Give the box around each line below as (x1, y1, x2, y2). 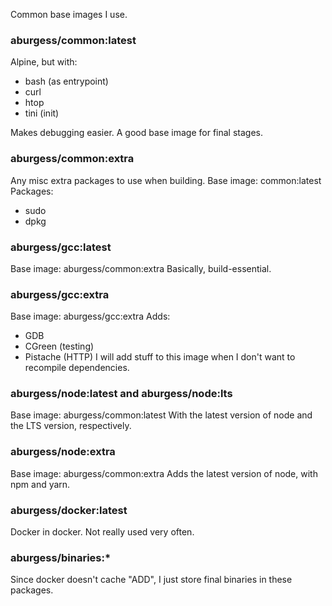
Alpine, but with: (10, 56, 78, 68)
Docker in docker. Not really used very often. (10, 526, 195, 538)
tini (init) (24, 107, 60, 119)
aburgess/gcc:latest (10, 240, 112, 254)
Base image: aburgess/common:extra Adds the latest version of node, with (10, 467, 318, 479)
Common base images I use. (10, 9, 128, 20)
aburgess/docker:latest (10, 503, 128, 517)
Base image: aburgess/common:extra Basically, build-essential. (10, 262, 272, 274)
